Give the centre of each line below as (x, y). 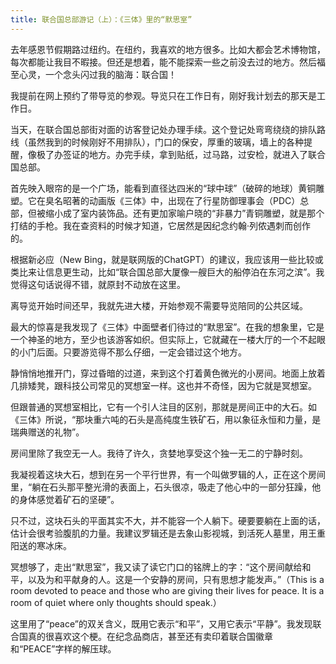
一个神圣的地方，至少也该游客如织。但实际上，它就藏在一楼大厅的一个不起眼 (168, 339)
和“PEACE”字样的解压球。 (63, 648)
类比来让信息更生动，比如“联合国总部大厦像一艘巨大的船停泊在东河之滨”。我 (167, 272)
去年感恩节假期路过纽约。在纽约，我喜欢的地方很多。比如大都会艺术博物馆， (168, 49)
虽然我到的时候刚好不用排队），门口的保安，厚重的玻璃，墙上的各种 (165, 142)
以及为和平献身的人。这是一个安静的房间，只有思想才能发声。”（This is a (176, 579)
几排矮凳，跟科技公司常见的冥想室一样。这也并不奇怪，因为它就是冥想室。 (163, 385)
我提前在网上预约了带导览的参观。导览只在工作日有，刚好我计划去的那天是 (163, 95)
